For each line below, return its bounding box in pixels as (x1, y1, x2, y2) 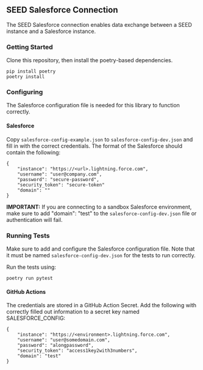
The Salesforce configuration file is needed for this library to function (6, 102, 180, 109)
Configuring (6, 88, 43, 96)
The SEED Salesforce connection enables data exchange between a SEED (6, 21, 192, 28)
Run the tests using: (6, 263, 57, 271)
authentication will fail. (6, 216, 63, 223)
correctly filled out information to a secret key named (6, 308, 140, 316)
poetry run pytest (6, 275, 53, 281)
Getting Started (6, 43, 53, 51)
